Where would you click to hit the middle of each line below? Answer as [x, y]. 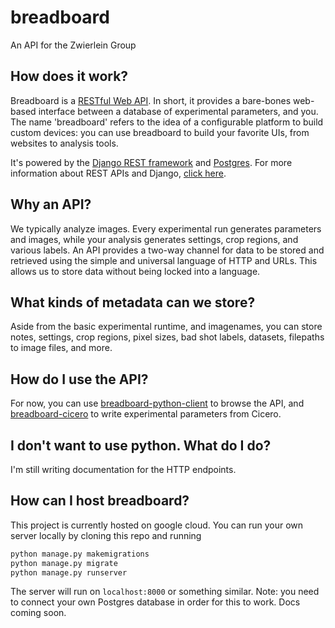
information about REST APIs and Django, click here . [118, 173]
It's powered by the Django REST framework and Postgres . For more [151, 162]
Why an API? [51, 204]
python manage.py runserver [69, 572]
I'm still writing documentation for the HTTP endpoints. [123, 469]
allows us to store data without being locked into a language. [135, 271]
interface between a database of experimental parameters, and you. [178, 111]
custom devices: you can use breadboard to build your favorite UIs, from [160, 132]
